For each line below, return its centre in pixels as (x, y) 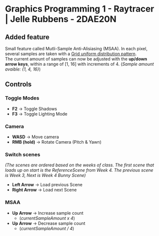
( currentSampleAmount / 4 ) (47, 228)
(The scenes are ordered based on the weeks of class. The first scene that (80, 165)
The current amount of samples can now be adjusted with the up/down (76, 59)
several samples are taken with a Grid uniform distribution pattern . (71, 54)
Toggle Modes (22, 98)
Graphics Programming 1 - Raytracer (80, 9)
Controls (18, 84)
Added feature (27, 37)
